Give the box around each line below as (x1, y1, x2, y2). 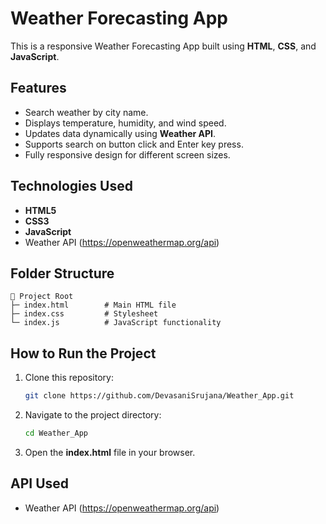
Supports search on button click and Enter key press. (24, 138, 244, 150)
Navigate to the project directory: (24, 409, 162, 421)
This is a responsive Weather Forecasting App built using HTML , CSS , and (10, 40, 317, 52)
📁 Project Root (10, 292, 74, 302)
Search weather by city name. (24, 106, 149, 118)
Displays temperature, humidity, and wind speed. (24, 117, 227, 129)
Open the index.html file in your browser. (24, 446, 196, 458)
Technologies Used (10, 178, 133, 195)
